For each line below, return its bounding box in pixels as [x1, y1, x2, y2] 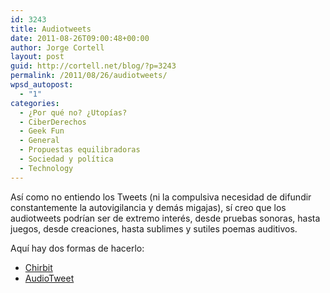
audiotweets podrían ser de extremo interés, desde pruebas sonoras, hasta [10, 212, 321, 224]
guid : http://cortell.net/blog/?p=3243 [10, 61, 177, 71]
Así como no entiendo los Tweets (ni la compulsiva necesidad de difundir [10, 191, 312, 203]
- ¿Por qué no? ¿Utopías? [19, 107, 128, 118]
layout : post [10, 52, 65, 62]
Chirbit [24, 261, 53, 273]
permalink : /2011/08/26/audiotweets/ [10, 71, 168, 81]
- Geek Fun [19, 126, 65, 136]
